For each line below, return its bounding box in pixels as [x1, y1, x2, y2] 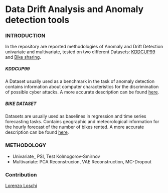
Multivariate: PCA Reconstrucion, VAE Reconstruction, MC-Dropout [12, 158, 151, 164]
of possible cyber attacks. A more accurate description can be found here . [5, 89, 159, 95]
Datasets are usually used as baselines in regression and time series [5, 113, 146, 119]
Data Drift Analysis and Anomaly [5, 4, 144, 15]
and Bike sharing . [5, 54, 41, 60]
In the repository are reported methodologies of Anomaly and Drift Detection [5, 44, 163, 50]
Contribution [5, 171, 37, 178]
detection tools [5, 14, 70, 26]
